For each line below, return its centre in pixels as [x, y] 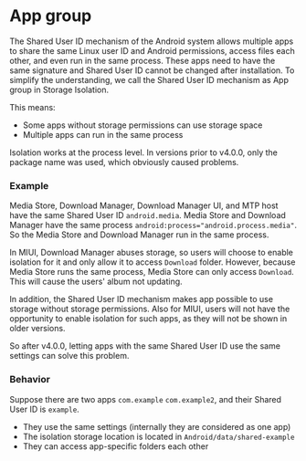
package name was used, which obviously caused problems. [124, 162]
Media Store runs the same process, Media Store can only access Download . [152, 272]
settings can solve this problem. [69, 356]
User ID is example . [44, 409]
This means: [33, 107]
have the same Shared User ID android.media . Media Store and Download [148, 215]
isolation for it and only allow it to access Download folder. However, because [153, 262]
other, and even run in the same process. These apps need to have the [142, 60]
